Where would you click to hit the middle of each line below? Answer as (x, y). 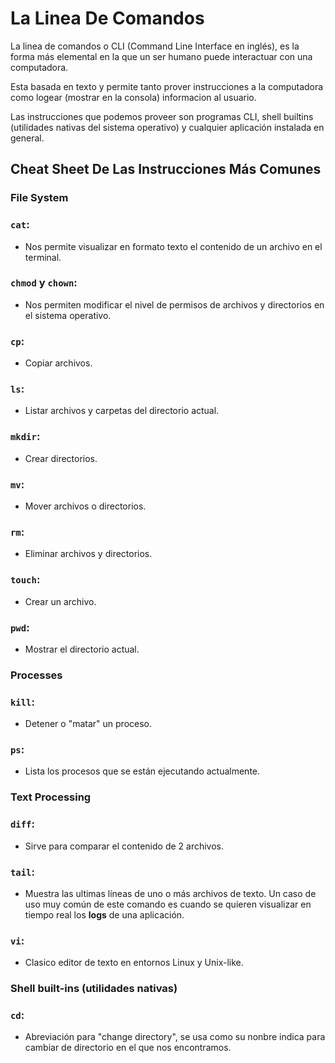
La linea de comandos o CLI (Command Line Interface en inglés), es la (155, 46)
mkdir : (25, 437)
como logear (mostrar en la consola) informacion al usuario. (133, 97)
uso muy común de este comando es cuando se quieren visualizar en (168, 904)
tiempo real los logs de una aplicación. (104, 914)
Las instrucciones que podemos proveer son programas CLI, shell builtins (162, 116)
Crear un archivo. (60, 601)
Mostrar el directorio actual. (82, 649)
